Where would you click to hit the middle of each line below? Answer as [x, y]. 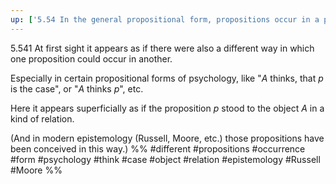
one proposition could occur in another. [91, 58]
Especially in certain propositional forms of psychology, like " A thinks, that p [167, 78]
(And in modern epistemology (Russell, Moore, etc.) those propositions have [167, 138]
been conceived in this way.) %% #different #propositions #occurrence [158, 148]
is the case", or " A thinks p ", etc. [77, 88]
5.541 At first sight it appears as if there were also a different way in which [162, 48]
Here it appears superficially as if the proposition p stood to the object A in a [167, 108]
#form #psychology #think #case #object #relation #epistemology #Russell [165, 159]
